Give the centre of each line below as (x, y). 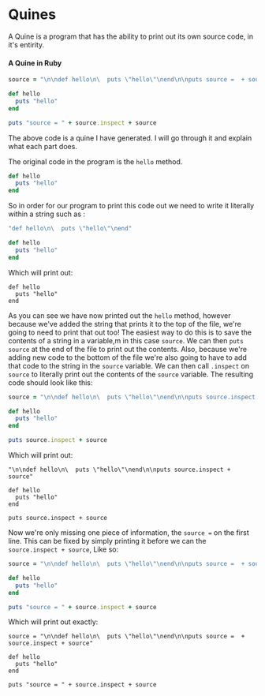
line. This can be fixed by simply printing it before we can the (107, 541)
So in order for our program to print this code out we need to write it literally (131, 206)
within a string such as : (47, 214)
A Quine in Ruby (35, 63)
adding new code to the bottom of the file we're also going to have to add (127, 357)
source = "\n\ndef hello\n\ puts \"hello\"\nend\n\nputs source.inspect (132, 397)
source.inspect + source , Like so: (63, 549)
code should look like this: (50, 382)
